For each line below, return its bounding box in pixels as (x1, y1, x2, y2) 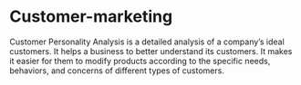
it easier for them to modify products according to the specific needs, (9, 55, 271, 66)
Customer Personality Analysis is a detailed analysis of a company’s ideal (9, 36, 285, 47)
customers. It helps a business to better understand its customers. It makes (9, 45, 293, 56)
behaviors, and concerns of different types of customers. (9, 65, 225, 76)
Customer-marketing (9, 6, 173, 27)
